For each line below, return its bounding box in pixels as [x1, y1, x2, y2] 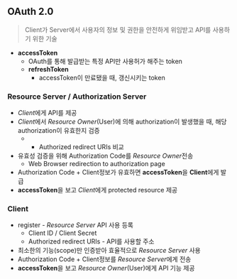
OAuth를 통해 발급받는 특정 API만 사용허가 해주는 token [28, 57, 183, 65]
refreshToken [28, 65, 69, 73]
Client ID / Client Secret [28, 229, 97, 237]
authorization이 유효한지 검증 [17, 126, 101, 135]
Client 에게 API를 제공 [17, 109, 77, 117]
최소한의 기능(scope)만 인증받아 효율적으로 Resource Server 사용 [17, 246, 201, 255]
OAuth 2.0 [7, 6, 54, 18]
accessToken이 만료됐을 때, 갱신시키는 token [38, 73, 165, 82]
